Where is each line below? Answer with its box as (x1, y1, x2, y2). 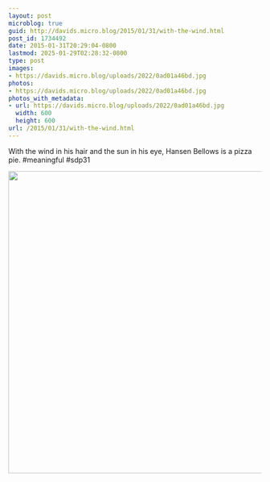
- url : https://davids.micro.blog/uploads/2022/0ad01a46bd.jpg (8, 102, 225, 110)
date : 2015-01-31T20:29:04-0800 (8, 42, 117, 50)
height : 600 (15, 117, 56, 125)
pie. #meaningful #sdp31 (8, 155, 91, 164)
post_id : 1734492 (8, 34, 67, 43)
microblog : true (8, 19, 63, 27)
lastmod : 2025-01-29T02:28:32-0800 (8, 49, 128, 57)
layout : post (8, 11, 52, 20)
